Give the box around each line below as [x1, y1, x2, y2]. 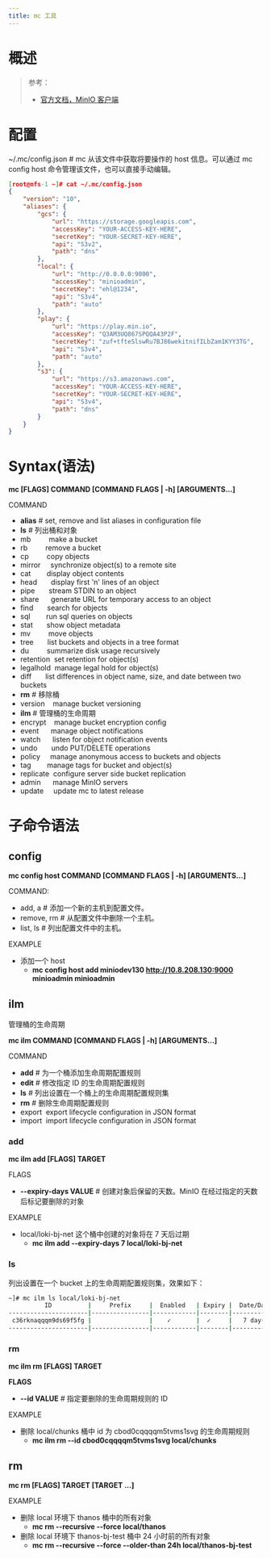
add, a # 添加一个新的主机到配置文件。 [19, 903, 149, 913]
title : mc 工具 [8, 11, 57, 20]
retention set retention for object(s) [19, 654, 140, 664]
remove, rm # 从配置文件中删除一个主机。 [19, 913, 159, 923]
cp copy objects [19, 552, 90, 562]
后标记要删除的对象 [19, 1197, 85, 1206]
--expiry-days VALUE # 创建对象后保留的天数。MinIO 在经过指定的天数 [19, 1187, 258, 1197]
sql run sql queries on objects [19, 612, 133, 621]
